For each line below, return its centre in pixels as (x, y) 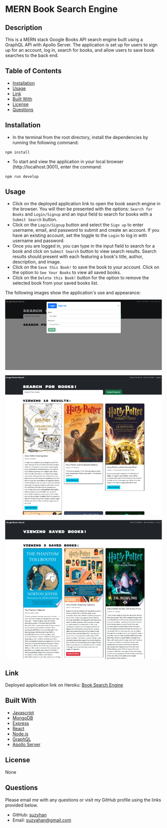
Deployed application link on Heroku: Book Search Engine (64, 685)
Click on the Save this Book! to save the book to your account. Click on (86, 267)
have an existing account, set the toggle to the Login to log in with (80, 236)
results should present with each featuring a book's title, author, (78, 257)
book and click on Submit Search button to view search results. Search (84, 251)
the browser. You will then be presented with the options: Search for (83, 209)
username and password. (38, 241)
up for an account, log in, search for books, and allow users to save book (80, 50)
